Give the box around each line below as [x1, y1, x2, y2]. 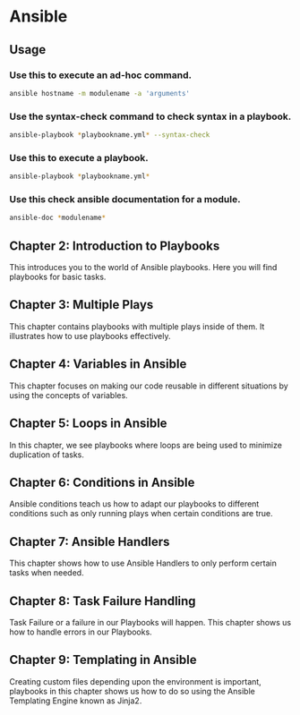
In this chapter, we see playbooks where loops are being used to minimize [9, 439, 282, 450]
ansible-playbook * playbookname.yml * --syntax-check [9, 131, 210, 140]
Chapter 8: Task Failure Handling [9, 593, 196, 609]
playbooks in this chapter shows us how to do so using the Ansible [9, 685, 255, 696]
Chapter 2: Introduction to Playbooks [9, 238, 220, 253]
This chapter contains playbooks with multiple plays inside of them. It [9, 320, 265, 332]
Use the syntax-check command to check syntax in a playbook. [9, 110, 292, 123]
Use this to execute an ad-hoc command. [9, 69, 193, 81]
